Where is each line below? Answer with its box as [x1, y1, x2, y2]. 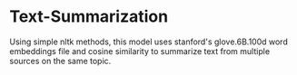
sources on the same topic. [9, 55, 112, 66]
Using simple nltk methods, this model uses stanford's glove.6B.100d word [9, 36, 288, 47]
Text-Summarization [9, 6, 169, 27]
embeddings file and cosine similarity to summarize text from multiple [9, 45, 271, 56]
